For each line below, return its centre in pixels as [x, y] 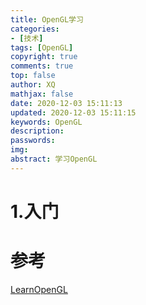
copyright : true [44, 57]
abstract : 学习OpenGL [54, 159]
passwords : [33, 141]
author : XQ [33, 85]
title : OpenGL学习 [47, 19]
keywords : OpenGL [46, 122]
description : [37, 131]
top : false [33, 76]
